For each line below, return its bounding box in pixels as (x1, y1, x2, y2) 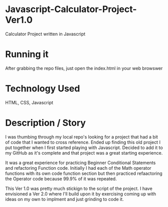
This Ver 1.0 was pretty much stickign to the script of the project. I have (5, 185, 153, 191)
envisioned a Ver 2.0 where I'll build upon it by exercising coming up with (5, 190, 156, 197)
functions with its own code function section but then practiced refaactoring (5, 170, 163, 176)
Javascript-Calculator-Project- (5, 4, 137, 15)
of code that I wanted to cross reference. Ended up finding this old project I (5, 139, 160, 145)
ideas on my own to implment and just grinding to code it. (5, 196, 124, 202)
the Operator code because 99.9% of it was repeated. (5, 175, 117, 182)
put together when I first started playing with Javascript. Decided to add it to (5, 145, 163, 151)
